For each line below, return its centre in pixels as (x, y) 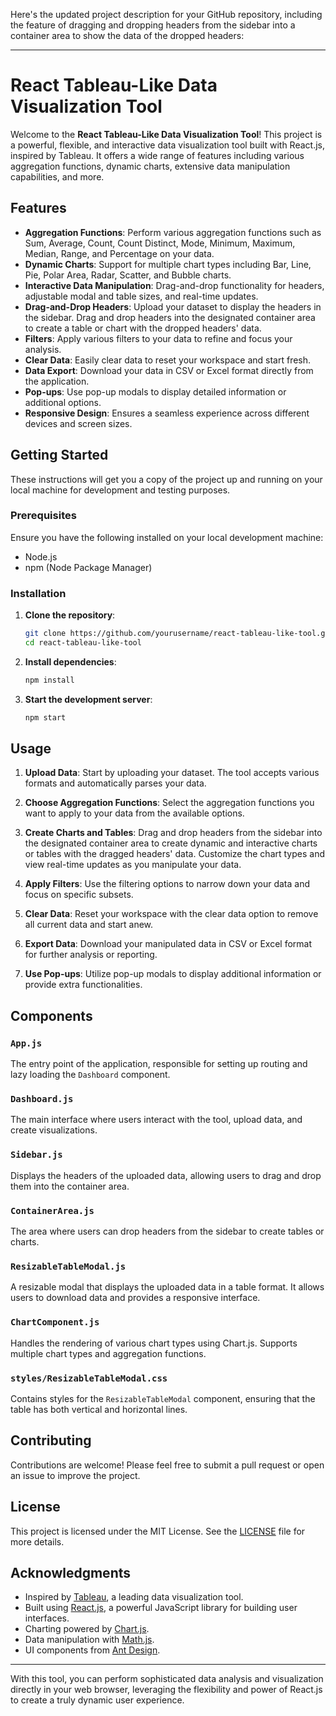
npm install (49, 680)
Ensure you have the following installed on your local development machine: (167, 537)
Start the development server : (88, 699)
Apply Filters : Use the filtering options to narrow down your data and (167, 884)
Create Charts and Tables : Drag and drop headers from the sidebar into (173, 833)
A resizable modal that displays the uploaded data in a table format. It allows (167, 1287)
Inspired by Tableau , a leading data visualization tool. (134, 1597)
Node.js (41, 556)
